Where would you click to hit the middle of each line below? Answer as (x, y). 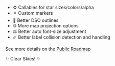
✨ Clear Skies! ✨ (23, 59)
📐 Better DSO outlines (36, 20)
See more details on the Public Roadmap (48, 49)
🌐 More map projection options (45, 26)
